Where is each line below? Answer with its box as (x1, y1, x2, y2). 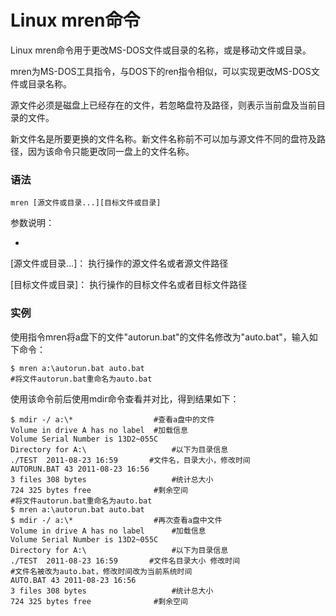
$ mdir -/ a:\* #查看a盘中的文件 (10, 414, 215, 425)
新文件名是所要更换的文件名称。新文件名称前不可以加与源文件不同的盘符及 (10, 132, 317, 145)
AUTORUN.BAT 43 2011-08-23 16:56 (10, 464, 150, 474)
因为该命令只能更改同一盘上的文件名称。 (27, 145, 195, 157)
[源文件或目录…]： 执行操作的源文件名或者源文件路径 (10, 257, 229, 270)
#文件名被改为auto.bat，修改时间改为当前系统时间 (10, 566, 193, 576)
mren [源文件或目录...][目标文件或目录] (10, 198, 162, 208)
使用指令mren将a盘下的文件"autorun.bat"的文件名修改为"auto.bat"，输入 (10, 331, 310, 343)
